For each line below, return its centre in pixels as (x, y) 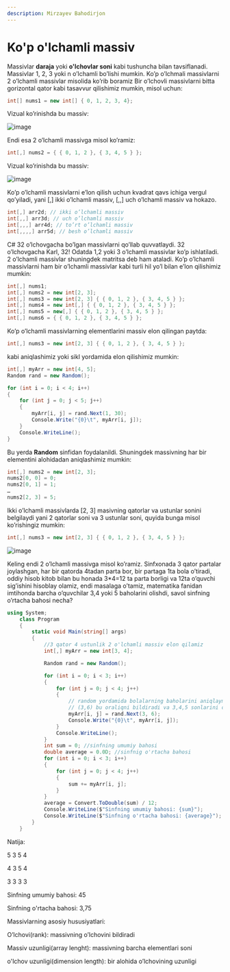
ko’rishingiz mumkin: (36, 525)
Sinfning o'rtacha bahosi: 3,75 (49, 908)
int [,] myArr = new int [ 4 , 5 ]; (52, 369)
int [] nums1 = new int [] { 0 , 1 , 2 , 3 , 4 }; (70, 101)
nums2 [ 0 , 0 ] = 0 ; (32, 478)
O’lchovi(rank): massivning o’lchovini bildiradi (71, 934)
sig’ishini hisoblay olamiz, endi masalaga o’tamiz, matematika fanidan (105, 586)
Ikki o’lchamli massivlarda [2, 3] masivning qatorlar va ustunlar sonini (104, 510)
